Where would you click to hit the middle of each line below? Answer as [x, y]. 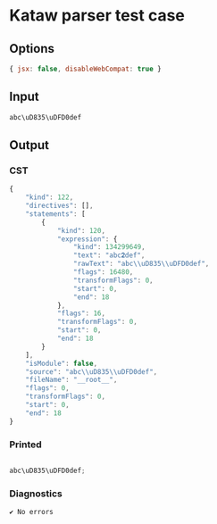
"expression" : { [87, 239]
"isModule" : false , [62, 363]
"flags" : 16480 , [103, 272]
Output [29, 145]
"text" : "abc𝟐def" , [109, 255]
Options [32, 49]
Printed [25, 445]
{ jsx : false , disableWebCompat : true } [86, 69]
